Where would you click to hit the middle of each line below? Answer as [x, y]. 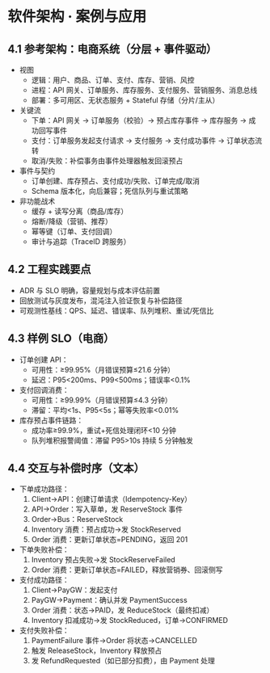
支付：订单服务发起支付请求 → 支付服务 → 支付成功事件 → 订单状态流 [147, 141]
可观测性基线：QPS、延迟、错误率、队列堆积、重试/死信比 [116, 310]
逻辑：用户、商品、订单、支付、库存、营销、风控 [113, 80]
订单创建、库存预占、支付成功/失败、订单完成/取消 [115, 181]
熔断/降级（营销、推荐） [72, 221]
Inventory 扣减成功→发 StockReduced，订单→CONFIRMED [129, 620]
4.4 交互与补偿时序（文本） [76, 468]
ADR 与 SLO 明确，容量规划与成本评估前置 [90, 290]
